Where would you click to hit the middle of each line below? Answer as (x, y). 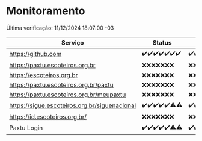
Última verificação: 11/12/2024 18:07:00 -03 (60, 28)
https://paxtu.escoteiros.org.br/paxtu (62, 84)
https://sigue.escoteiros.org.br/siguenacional (73, 105)
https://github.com (35, 54)
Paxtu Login (26, 128)
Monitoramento (46, 11)
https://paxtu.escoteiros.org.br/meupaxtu (68, 95)
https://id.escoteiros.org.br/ (48, 117)
